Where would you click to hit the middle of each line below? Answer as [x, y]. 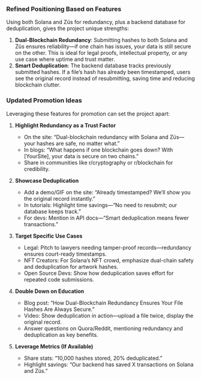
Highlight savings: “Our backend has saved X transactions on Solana [109, 364]
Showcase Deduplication [47, 180]
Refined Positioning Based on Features [64, 9]
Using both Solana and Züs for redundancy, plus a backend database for [96, 22]
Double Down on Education [49, 291]
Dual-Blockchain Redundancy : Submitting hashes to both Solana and [101, 40]
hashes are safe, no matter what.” [78, 143]
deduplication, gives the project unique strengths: [67, 28]
